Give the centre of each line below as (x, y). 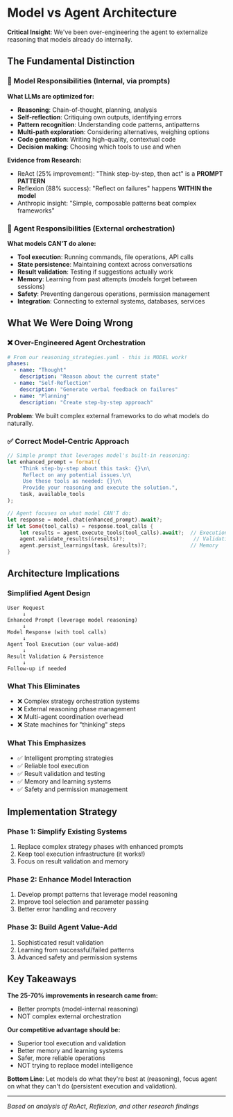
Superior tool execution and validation (71, 1043)
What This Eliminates (44, 686)
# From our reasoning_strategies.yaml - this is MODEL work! (97, 357)
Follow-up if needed (37, 668)
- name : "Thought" (40, 370)
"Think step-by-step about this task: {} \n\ (85, 468)
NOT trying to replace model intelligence (75, 1066)
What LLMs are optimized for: (51, 96)
